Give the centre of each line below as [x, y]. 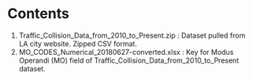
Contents [39, 14]
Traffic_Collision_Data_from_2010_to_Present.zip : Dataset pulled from [132, 35]
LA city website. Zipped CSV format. [78, 43]
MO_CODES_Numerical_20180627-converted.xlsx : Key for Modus [126, 52]
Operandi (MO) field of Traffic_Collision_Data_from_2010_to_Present [129, 60]
